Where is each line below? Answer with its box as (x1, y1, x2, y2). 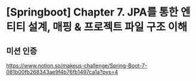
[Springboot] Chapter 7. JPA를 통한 (6, 5, 179, 19)
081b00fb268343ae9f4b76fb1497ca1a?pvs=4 (6, 68, 119, 75)
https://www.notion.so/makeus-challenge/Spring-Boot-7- (6, 62, 148, 69)
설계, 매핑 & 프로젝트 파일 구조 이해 (27, 20, 188, 34)
